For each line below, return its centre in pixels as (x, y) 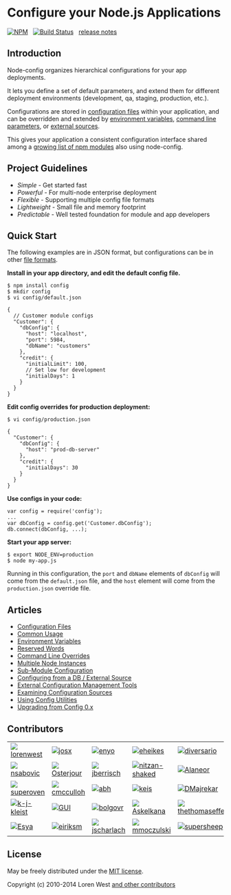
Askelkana (149, 811)
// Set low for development (66, 370)
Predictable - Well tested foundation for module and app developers (113, 214)
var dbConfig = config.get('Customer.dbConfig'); (80, 524)
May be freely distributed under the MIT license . (75, 871)
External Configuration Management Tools (77, 685)
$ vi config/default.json (44, 298)
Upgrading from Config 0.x (55, 707)
